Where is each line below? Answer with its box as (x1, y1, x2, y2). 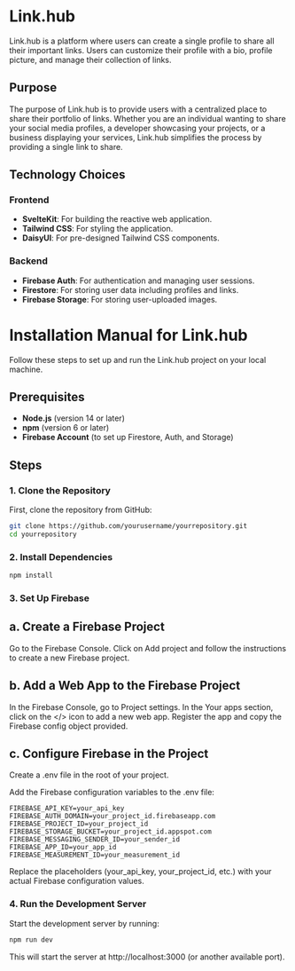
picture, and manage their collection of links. (9, 54, 172, 65)
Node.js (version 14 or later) (21, 413, 126, 423)
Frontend (9, 193, 50, 206)
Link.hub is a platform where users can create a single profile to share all (9, 36, 275, 46)
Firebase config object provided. (9, 721, 128, 731)
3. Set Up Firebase (9, 592, 90, 604)
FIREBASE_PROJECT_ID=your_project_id (9, 819, 149, 829)
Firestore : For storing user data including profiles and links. (21, 284, 239, 295)
